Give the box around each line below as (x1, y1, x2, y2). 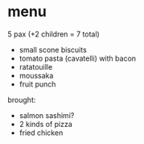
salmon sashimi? (19, 110, 75, 120)
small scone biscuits (19, 44, 88, 54)
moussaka (19, 70, 54, 80)
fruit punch (19, 79, 56, 89)
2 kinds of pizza (19, 119, 73, 129)
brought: (7, 95, 36, 104)
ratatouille (19, 61, 53, 71)
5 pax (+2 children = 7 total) (7, 29, 100, 39)
